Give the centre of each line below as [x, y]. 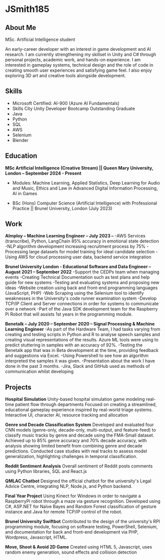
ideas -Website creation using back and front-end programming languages [82, 288]
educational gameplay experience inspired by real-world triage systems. [79, 410]
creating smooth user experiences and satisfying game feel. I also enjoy [79, 70]
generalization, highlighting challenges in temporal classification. [71, 456]
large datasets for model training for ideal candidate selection [92, 252]
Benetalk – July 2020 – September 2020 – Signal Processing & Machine [80, 324]
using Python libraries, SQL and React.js [46, 471]
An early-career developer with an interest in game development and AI [78, 49]
